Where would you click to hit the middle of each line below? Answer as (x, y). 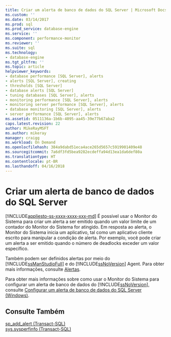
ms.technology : (21, 52)
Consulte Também (35, 311)
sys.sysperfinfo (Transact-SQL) (38, 329)
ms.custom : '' (20, 15)
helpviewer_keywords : (28, 72)
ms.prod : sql (19, 24)
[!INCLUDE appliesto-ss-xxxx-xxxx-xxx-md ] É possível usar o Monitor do (81, 216)
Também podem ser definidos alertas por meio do (58, 259)
